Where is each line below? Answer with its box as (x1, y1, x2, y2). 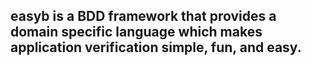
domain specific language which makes (10, 24, 263, 41)
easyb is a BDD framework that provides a (10, 8, 277, 25)
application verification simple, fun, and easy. (10, 39, 302, 56)
